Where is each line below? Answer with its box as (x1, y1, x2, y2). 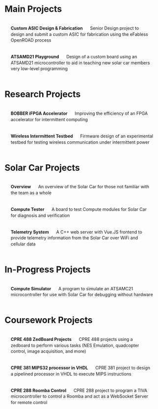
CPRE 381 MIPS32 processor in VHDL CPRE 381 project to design (11, 365, 151, 371)
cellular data (11, 241, 36, 247)
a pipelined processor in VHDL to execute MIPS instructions (11, 371, 132, 377)
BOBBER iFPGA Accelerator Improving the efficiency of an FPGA (11, 110, 148, 116)
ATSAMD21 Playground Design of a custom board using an (11, 54, 137, 60)
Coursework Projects (4, 315, 93, 326)
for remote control (11, 400, 48, 406)
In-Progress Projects (4, 264, 91, 275)
